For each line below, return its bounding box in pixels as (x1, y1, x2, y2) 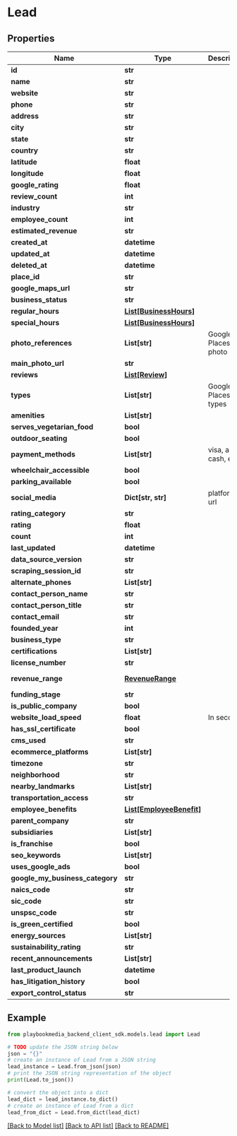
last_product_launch (11, 965, 82, 975)
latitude (11, 157, 37, 167)
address (11, 111, 39, 121)
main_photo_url (11, 358, 65, 368)
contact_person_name (11, 589, 88, 598)
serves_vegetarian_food (11, 422, 94, 432)
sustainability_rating (11, 942, 81, 952)
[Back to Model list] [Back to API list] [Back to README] (7, 1121, 169, 1130)
